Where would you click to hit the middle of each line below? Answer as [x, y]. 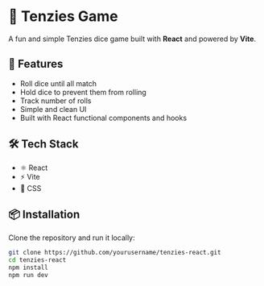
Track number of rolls [56, 101]
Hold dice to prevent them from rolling [83, 92]
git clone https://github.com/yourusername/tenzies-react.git [115, 253]
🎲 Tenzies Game [63, 17]
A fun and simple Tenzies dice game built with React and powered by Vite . [132, 39]
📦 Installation [44, 214]
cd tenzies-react [37, 260]
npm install [28, 268]
